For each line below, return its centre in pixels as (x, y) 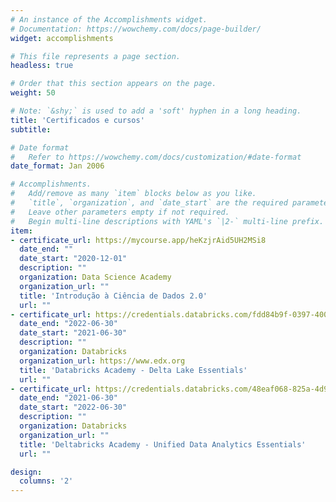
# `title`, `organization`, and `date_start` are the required (149, 203)
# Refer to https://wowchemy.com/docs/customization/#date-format (156, 157)
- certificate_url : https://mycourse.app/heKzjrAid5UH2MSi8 (138, 240)
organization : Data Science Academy (95, 277)
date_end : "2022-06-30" (68, 324)
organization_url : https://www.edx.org (102, 361)
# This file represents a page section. (96, 56)
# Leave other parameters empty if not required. (120, 212)
